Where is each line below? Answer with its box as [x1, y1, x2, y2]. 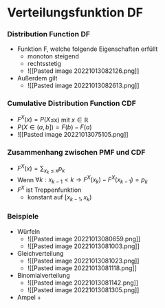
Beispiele [7, 212, 39, 221]
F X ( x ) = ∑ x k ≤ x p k [16, 163, 65, 175]
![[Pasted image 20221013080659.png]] [27, 234, 141, 243]
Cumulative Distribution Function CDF [7, 98, 136, 108]
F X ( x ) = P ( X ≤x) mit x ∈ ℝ [16, 114, 89, 124]
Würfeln [16, 227, 40, 235]
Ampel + [16, 293, 42, 301]
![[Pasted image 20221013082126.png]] [27, 67, 140, 75]
